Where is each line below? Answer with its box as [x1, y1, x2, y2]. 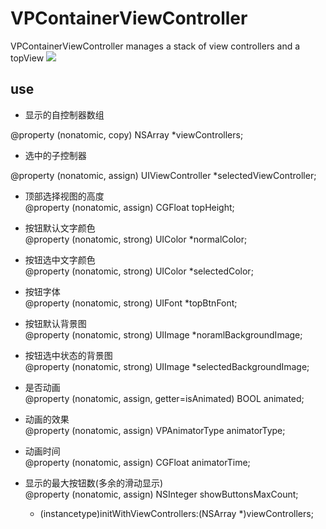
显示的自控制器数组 [24, 108, 105, 121]
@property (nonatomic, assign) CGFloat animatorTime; [24, 456, 251, 468]
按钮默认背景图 [24, 317, 87, 329]
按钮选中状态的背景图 [24, 349, 113, 361]
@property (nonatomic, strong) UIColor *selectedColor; [24, 265, 254, 277]
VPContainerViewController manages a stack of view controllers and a [10, 40, 301, 52]
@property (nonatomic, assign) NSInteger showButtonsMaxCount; [24, 488, 299, 500]
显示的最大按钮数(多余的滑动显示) [24, 477, 164, 489]
